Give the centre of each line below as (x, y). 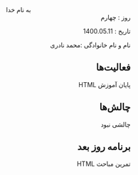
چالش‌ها (115, 107)
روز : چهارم (116, 17)
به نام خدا (18, 10)
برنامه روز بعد (104, 147)
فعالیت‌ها (113, 67)
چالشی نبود (116, 124)
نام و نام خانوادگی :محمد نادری (90, 45)
